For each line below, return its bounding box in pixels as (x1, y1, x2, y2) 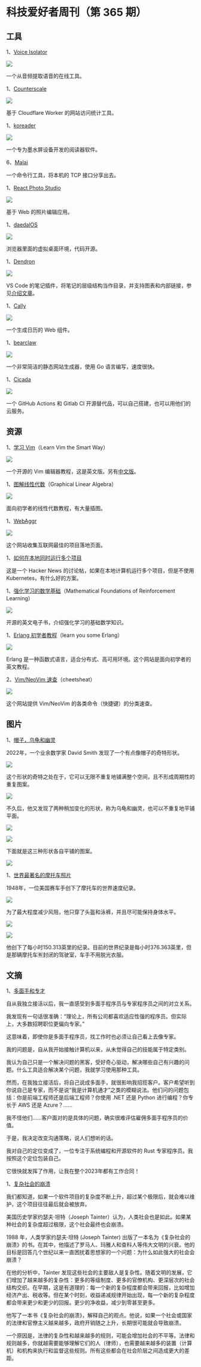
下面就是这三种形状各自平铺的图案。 (6, 847, 96, 854)
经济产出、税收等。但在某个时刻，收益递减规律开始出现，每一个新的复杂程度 (6, 1291, 195, 1298)
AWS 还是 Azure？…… (17, 1101, 73, 1109)
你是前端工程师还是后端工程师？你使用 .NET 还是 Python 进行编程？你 (16, 1094, 188, 1101)
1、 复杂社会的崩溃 (6, 1180, 51, 1187)
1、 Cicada (6, 376, 31, 383)
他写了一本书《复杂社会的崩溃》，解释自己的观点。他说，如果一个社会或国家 (6, 1312, 193, 1319)
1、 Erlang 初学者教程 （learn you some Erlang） (6, 632, 123, 639)
